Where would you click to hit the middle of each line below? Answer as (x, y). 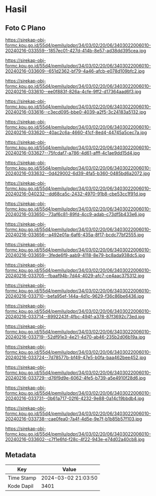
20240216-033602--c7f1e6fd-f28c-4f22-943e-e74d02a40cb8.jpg (75, 439)
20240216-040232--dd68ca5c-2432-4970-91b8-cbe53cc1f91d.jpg (75, 194)
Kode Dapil (21, 486)
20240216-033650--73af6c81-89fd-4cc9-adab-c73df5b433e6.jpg (75, 214)
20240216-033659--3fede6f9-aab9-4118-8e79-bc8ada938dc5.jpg (75, 255)
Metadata (21, 455)
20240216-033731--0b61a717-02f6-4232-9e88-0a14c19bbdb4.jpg (75, 398)
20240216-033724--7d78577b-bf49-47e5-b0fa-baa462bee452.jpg (76, 358)
